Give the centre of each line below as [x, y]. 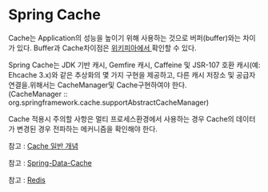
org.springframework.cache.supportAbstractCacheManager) [109, 102]
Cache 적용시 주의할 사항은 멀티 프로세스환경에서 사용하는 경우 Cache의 [121, 118]
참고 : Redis [27, 180]
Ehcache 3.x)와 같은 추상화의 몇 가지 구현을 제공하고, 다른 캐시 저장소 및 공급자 [132, 74]
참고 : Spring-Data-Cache [50, 162]
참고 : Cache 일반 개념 [43, 146]
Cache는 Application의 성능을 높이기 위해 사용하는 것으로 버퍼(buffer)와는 [125, 38]
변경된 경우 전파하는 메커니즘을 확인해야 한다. [87, 129]
